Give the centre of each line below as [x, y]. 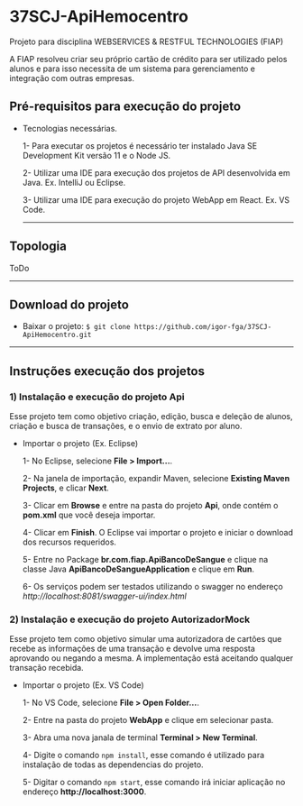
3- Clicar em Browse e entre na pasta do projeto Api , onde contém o [150, 506]
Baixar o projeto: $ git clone [76, 326]
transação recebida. [46, 668]
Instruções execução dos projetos [107, 371]
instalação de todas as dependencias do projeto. [113, 765]
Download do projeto [69, 304]
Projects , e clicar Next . [66, 488]
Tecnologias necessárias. [69, 128]
